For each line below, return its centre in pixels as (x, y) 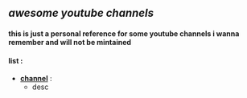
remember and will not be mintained (70, 42)
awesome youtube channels (81, 13)
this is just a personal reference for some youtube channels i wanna (124, 33)
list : (16, 60)
